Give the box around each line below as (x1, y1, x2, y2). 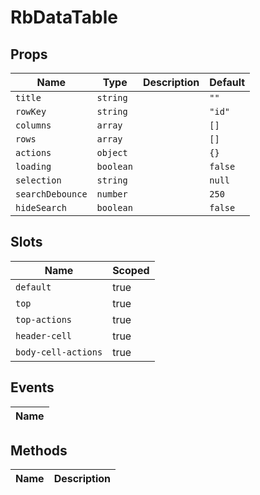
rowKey (15, 106, 47, 117)
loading (15, 161, 52, 172)
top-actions (15, 314, 73, 325)
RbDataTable (10, 6, 118, 29)
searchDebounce (15, 189, 88, 200)
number (96, 189, 128, 200)
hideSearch (15, 202, 67, 213)
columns (15, 120, 52, 131)
